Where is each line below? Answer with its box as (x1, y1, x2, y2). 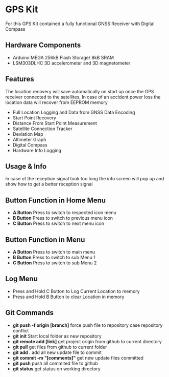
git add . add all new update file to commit (12, 349, 102, 355)
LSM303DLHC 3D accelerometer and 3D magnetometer (12, 60, 131, 66)
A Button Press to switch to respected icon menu (12, 210, 116, 216)
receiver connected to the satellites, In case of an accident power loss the (5, 94, 161, 100)
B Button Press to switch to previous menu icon (12, 215, 113, 221)
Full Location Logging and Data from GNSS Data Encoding (12, 109, 135, 115)
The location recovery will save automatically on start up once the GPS (5, 88, 154, 94)
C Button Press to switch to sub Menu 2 (12, 260, 97, 266)
